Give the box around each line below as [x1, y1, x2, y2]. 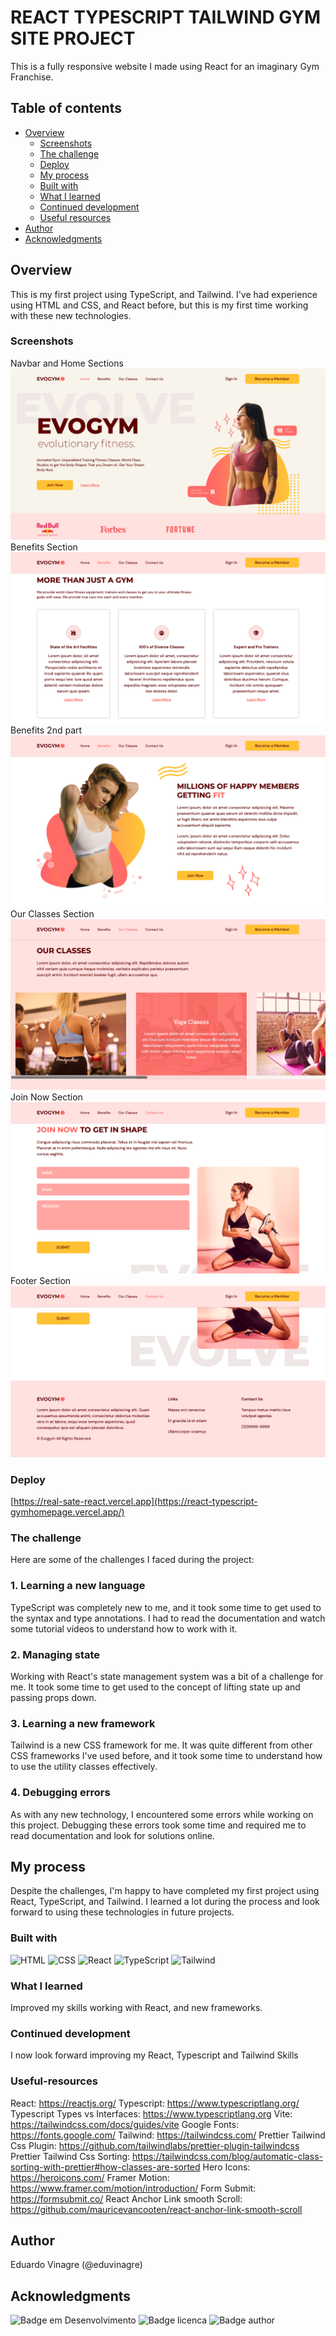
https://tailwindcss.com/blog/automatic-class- [131, 2150, 323, 2162]
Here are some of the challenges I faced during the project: [10, 1554, 255, 1566]
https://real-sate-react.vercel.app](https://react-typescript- [13, 1496, 258, 1508]
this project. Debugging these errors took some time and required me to [10, 1819, 307, 1831]
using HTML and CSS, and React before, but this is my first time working [10, 299, 309, 311]
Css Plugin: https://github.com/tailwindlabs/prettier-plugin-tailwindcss [10, 2139, 300, 2151]
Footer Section [10, 1275, 72, 1287]
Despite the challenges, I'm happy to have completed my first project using [10, 1885, 320, 1897]
